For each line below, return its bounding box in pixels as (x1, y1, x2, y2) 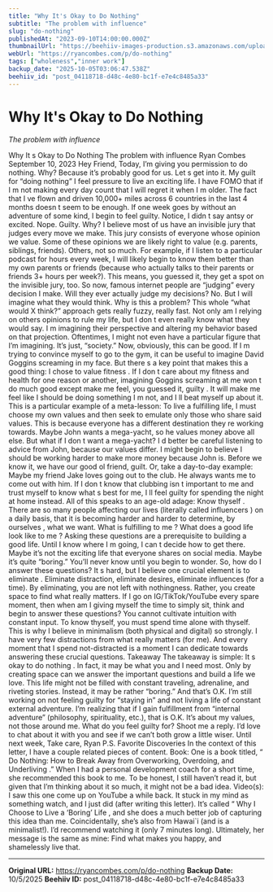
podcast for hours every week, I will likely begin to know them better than (8, 254, 254, 264)
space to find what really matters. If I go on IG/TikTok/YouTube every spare (8, 591, 260, 601)
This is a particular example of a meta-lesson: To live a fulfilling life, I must (8, 400, 257, 411)
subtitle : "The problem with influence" (8, 20, 148, 28)
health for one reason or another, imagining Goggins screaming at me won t (8, 375, 262, 385)
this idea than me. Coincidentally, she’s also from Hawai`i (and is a (8, 815, 230, 826)
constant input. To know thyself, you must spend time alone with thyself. (8, 617, 250, 627)
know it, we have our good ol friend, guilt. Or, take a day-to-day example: (8, 461, 253, 471)
